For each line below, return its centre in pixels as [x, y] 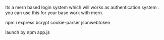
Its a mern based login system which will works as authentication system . [82, 7]
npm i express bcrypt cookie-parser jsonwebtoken [58, 23]
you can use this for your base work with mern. [54, 13]
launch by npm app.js [28, 32]
